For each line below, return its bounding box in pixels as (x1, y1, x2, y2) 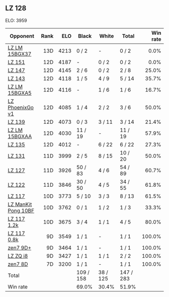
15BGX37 (8, 50, 32, 57)
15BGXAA (8, 133, 32, 140)
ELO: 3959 (5, 17, 27, 23)
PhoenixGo (8, 104, 34, 111)
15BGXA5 (8, 89, 32, 96)
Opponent (10, 32, 34, 39)
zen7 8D (8, 260, 28, 267)
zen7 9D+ (8, 244, 32, 251)
